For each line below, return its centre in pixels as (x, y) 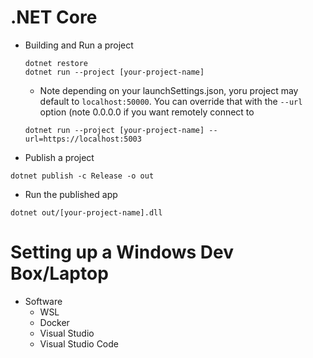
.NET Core (54, 17)
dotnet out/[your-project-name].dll (86, 212)
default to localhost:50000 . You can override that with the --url (171, 101)
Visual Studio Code (79, 343)
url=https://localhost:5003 (83, 139)
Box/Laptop (59, 273)
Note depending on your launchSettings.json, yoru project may (169, 90)
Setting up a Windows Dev (122, 252)
